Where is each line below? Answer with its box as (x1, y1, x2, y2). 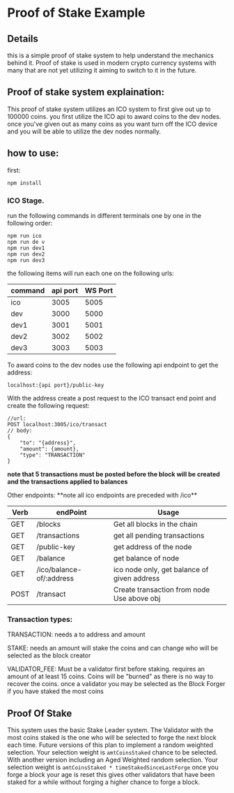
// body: (7, 427, 33, 434)
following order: (7, 219, 53, 227)
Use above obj (113, 593, 161, 603)
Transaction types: (7, 614, 73, 624)
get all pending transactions (113, 530, 205, 540)
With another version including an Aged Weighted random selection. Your (7, 756, 218, 764)
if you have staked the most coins (7, 687, 104, 696)
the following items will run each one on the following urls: (7, 269, 174, 277)
